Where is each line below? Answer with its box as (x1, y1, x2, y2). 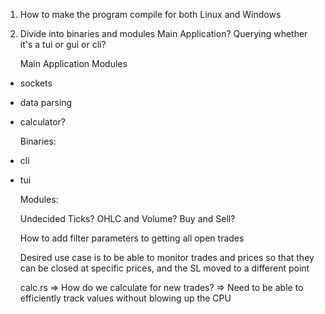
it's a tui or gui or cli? (19, 39, 107, 50)
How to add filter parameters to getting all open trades (19, 232, 245, 244)
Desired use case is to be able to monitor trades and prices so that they (19, 252, 315, 263)
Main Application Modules (19, 58, 128, 69)
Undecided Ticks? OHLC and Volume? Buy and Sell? (19, 213, 236, 224)
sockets (19, 77, 53, 89)
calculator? (19, 116, 66, 128)
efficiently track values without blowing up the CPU (19, 292, 232, 304)
